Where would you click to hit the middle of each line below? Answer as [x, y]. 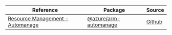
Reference [45, 10]
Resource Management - [38, 19]
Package [114, 10]
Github [154, 22]
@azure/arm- [104, 19]
